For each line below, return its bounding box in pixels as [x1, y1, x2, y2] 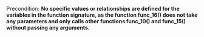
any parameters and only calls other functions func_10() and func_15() [6, 18, 186, 24]
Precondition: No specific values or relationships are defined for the [6, 5, 180, 12]
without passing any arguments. [6, 24, 90, 31]
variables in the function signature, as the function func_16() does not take [6, 11, 198, 18]
